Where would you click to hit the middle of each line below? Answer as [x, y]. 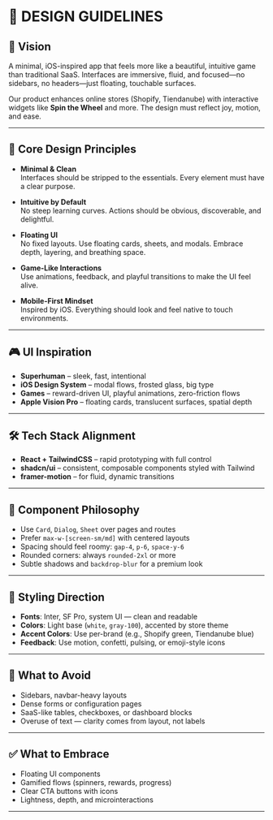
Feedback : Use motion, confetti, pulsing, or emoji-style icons [123, 643]
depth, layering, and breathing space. [83, 252]
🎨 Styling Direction [57, 597]
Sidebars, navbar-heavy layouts [74, 695]
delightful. [37, 219]
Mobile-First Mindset [56, 300]
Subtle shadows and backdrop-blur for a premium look [111, 564]
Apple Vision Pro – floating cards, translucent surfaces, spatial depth [136, 402]
